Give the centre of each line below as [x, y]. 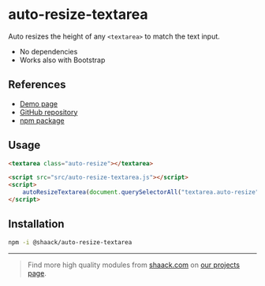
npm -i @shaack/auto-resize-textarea [70, 242]
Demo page [38, 103]
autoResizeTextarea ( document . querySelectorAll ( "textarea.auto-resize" [141, 192]
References [37, 85]
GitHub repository [49, 112]
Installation [36, 224]
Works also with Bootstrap [62, 60]
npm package [42, 121]
